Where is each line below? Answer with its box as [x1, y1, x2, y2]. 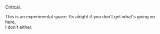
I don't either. [5, 24, 32, 30]
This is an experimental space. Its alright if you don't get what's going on [5, 14, 155, 19]
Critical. [5, 4, 21, 10]
